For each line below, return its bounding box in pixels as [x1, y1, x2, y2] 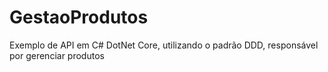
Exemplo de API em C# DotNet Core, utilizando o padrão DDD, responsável [9, 39, 319, 51]
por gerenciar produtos [9, 49, 105, 61]
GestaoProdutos [9, 6, 149, 29]
